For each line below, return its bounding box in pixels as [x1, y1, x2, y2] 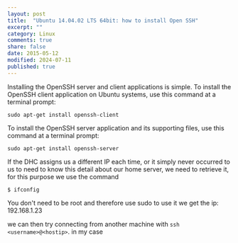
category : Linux [7, 30, 55, 38]
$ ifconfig [7, 186, 40, 193]
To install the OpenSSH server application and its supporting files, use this [7, 123, 225, 132]
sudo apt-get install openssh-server [7, 145, 119, 152]
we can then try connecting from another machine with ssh [7, 220, 180, 228]
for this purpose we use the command [7, 172, 119, 181]
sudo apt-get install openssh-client [7, 111, 119, 118]
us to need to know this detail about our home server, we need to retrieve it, [7, 164, 229, 174]
